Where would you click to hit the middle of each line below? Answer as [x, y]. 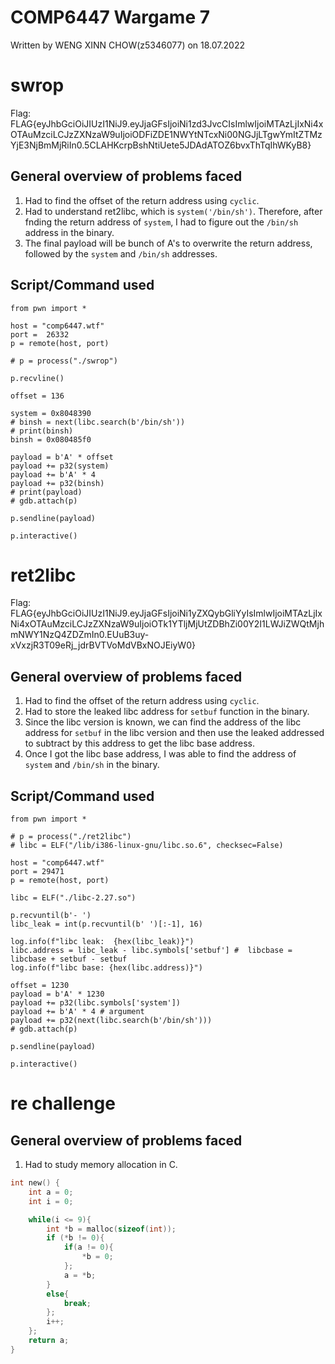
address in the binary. [69, 232]
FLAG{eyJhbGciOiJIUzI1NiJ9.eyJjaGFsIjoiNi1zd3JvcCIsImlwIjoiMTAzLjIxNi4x [167, 123]
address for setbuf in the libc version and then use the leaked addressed [174, 733]
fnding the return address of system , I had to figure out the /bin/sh [161, 222]
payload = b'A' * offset [62, 457]
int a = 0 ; [51, 1192]
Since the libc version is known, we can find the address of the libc [163, 722]
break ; [77, 1303]
